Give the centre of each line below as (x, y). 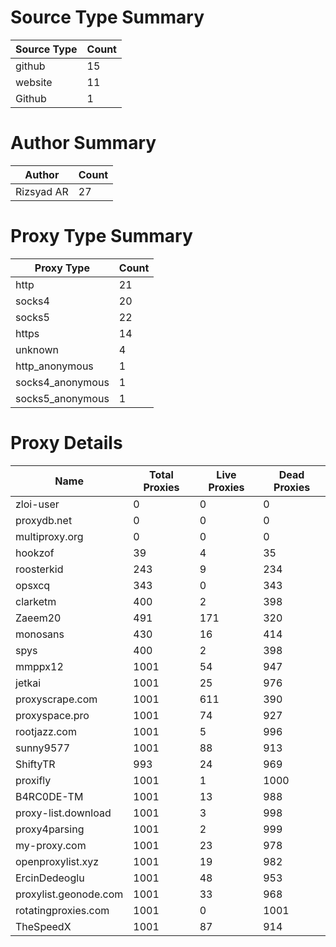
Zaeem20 (38, 618)
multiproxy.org (49, 536)
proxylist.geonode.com (69, 894)
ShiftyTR (35, 764)
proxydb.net (44, 520)
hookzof (35, 553)
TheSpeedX (43, 926)
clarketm (36, 601)
